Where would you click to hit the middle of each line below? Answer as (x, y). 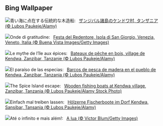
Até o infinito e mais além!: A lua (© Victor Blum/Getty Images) (74, 118)
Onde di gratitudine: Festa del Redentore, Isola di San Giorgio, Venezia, (82, 37)
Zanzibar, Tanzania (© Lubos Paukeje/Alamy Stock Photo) (64, 91)
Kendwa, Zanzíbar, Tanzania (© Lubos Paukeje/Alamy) (60, 75)
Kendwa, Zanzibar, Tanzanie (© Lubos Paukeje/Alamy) (60, 58)
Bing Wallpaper (29, 8)
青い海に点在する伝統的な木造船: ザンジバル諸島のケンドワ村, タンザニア (84, 20)
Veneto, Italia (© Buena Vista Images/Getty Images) (57, 42)
